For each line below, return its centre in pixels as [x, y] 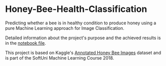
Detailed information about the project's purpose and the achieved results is [83, 38]
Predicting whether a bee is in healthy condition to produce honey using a [81, 23]
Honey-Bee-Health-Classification [76, 9]
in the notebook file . [26, 43]
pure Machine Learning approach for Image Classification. [65, 28]
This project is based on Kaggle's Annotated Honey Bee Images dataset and [83, 53]
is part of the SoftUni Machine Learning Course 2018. [60, 58]
